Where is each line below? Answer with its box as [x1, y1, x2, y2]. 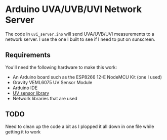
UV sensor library [12, 90, 50, 96]
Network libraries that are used [12, 95, 77, 101]
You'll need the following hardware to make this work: [5, 64, 117, 70]
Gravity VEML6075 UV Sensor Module [12, 79, 93, 85]
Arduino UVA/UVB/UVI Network [5, 4, 142, 15]
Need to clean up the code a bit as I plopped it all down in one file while [5, 123, 154, 129]
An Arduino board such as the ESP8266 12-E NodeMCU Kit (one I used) [12, 74, 162, 80]
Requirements [5, 51, 51, 59]
